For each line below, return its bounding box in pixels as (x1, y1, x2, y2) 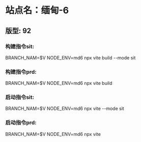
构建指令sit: (5, 43, 35, 50)
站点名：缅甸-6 (5, 5, 69, 16)
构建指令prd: (5, 68, 37, 75)
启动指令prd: (5, 119, 37, 126)
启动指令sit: (5, 94, 35, 101)
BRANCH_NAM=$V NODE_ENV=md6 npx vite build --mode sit (5, 54, 136, 61)
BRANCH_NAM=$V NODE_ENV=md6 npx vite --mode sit (5, 105, 125, 112)
